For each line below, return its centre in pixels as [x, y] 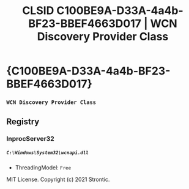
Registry [23, 121]
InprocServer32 [31, 139]
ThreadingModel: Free [43, 168]
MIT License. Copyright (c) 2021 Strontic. [58, 180]
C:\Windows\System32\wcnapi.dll [47, 153]
